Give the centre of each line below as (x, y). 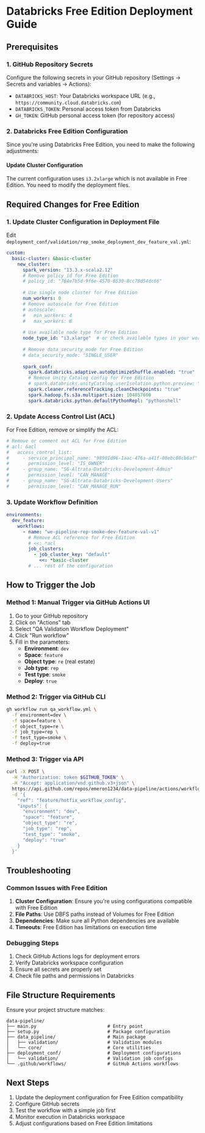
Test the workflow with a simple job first (65, 1110)
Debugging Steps (33, 943)
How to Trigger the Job (51, 585)
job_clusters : (46, 549)
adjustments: (23, 151)
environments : (24, 515)
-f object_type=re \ (38, 726)
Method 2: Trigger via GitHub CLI (56, 697)
